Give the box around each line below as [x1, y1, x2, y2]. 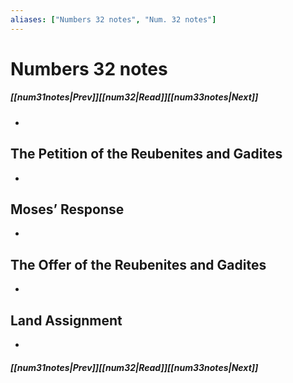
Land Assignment [10, 312, 123, 329]
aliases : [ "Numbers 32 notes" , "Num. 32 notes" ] [10, 14, 217, 25]
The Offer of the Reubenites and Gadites [10, 256, 267, 273]
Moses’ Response [10, 201, 125, 218]
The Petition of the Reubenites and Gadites [10, 146, 283, 163]
